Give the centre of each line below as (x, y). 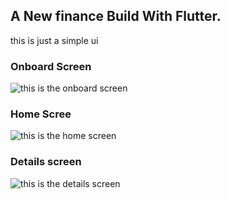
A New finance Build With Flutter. (116, 16)
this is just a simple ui (54, 40)
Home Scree (41, 114)
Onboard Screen (51, 66)
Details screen (46, 162)
